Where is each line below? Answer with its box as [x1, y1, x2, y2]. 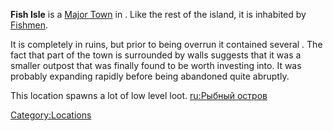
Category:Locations [10, 109, 92, 121]
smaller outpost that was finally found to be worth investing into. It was [10, 60, 302, 71]
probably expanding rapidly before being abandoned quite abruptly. [10, 70, 290, 82]
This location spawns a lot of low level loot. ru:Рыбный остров [10, 90, 268, 101]
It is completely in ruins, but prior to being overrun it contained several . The [10, 39, 323, 50]
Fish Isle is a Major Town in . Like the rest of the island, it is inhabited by [10, 9, 307, 20]
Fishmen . [10, 19, 49, 31]
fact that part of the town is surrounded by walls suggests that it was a [10, 49, 302, 61]
